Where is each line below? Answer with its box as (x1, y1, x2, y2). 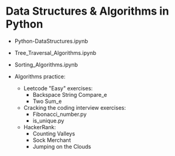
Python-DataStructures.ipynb (14, 37, 89, 44)
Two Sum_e (32, 97, 62, 105)
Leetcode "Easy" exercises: (23, 84, 93, 92)
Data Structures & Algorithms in (5, 4, 170, 18)
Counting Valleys (32, 130, 75, 137)
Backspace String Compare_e (32, 91, 108, 98)
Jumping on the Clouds (32, 143, 92, 150)
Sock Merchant (32, 136, 71, 144)
